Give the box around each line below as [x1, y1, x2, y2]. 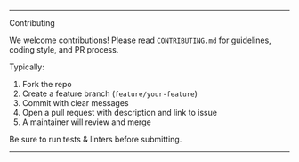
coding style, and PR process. [9, 45, 119, 54]
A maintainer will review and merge [21, 117, 151, 127]
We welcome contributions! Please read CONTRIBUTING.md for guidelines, [9, 35, 271, 45]
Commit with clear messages [21, 98, 129, 108]
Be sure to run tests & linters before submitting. [9, 134, 182, 144]
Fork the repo [21, 79, 73, 89]
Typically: [9, 61, 44, 72]
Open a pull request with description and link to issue [21, 108, 218, 117]
